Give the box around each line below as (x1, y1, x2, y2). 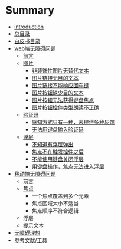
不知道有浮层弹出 (31, 140, 74, 148)
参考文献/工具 (14, 237, 48, 244)
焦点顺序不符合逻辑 (31, 207, 79, 214)
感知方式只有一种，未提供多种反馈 (31, 119, 115, 126)
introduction (14, 23, 44, 30)
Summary (5, 4, 54, 17)
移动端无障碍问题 (14, 170, 56, 177)
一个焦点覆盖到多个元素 (31, 192, 89, 199)
